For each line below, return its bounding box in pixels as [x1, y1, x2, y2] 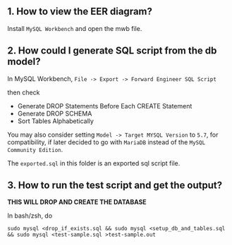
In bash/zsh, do [7, 211, 53, 220]
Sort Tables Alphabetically [17, 116, 94, 125]
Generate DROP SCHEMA [17, 109, 92, 118]
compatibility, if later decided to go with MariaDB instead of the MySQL [7, 137, 206, 146]
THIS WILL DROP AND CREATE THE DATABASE [7, 198, 147, 206]
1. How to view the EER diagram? [7, 6, 153, 18]
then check [7, 88, 40, 96]
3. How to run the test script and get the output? [7, 180, 223, 191]
